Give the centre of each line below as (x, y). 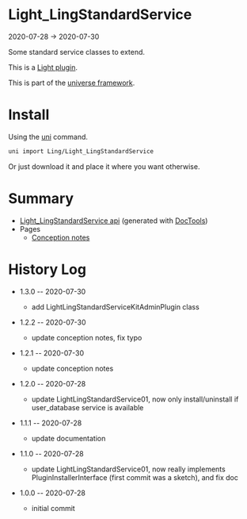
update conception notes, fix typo (87, 337)
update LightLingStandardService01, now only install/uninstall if (135, 399)
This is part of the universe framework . (72, 83)
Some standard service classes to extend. (76, 52)
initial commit (53, 508)
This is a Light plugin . (43, 67)
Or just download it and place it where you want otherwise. (104, 166)
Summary (41, 198)
